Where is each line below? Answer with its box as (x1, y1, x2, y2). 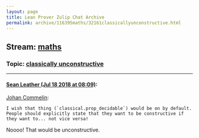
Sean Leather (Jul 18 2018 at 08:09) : (6, 81, 98, 88)
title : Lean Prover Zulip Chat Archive (6, 14, 105, 20)
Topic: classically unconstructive (6, 59, 104, 68)
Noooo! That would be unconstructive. (6, 126, 100, 134)
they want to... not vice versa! (6, 116, 89, 122)
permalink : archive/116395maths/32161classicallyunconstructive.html (6, 20, 182, 26)
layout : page (6, 8, 38, 15)
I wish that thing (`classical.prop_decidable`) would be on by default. (6, 105, 192, 112)
